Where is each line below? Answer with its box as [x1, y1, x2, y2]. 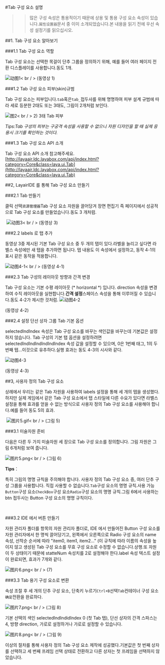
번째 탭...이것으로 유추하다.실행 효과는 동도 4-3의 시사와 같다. [5, 347, 123, 352]
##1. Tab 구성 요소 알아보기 [5, 38, 58, 43]
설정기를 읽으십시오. [34, 27, 73, 33]
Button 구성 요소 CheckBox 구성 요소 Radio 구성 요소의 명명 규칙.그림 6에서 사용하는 [5, 489, 159, 495]
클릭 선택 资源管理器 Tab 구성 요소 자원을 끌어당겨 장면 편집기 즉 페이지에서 [5, 203, 145, 209]
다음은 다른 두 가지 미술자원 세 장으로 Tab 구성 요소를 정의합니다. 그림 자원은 [5, 439, 152, 444]
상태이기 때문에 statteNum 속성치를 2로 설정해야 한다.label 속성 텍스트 [15, 550, 151, 556]
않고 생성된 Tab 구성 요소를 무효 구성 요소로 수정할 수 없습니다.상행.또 [14, 544, 148, 549]
